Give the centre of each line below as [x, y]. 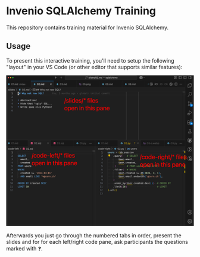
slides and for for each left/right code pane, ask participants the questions [97, 241]
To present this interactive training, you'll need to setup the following [90, 60]
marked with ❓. [24, 248]
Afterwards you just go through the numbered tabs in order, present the [94, 235]
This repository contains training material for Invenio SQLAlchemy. [87, 27]
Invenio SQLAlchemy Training [81, 11]
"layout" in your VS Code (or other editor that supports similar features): [94, 67]
